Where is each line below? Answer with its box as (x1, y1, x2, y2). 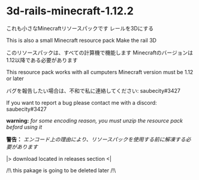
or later (6, 75, 24, 82)
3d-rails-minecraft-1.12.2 (6, 4, 134, 18)
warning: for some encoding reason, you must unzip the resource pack (6, 117, 183, 124)
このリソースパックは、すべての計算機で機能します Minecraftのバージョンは (6, 49, 194, 56)
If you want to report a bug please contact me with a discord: (6, 99, 157, 106)
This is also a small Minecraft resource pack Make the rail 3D (6, 36, 157, 44)
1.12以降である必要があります (6, 56, 78, 63)
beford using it (6, 123, 43, 130)
